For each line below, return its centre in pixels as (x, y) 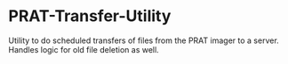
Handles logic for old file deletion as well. (84, 49)
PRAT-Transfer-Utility (90, 16)
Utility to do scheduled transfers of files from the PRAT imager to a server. (144, 40)
